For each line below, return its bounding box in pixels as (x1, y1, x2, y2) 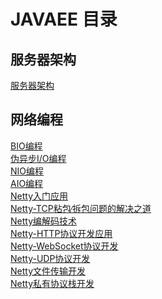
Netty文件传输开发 (10, 265, 87, 277)
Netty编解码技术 (10, 215, 78, 227)
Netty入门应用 (10, 190, 69, 202)
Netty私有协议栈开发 (10, 277, 95, 289)
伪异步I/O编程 (10, 152, 67, 164)
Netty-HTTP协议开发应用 (10, 227, 113, 239)
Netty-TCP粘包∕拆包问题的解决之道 (10, 202, 152, 214)
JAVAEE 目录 (10, 8, 118, 31)
